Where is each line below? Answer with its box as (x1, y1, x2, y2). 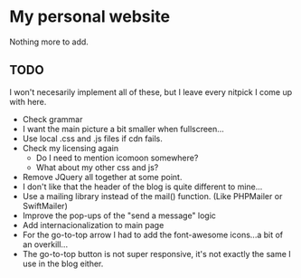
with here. (9, 96, 47, 107)
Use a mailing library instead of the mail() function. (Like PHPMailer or (22, 190, 283, 201)
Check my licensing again (22, 142, 119, 153)
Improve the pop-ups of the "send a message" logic (22, 210, 217, 221)
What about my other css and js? (35, 161, 159, 173)
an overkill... (22, 238, 69, 250)
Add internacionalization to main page (22, 219, 165, 230)
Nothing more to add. (9, 36, 89, 47)
